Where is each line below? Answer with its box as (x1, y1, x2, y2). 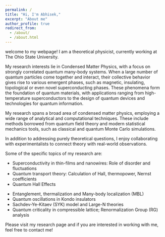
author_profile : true (5, 21, 50, 26)
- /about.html (9, 35, 39, 40)
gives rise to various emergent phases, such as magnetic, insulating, (5, 79, 145, 85)
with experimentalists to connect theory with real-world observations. (5, 141, 148, 147)
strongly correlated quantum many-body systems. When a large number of (5, 69, 158, 75)
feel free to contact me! (5, 227, 53, 233)
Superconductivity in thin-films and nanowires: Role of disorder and (12, 160, 151, 166)
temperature (5, 95, 31, 101)
